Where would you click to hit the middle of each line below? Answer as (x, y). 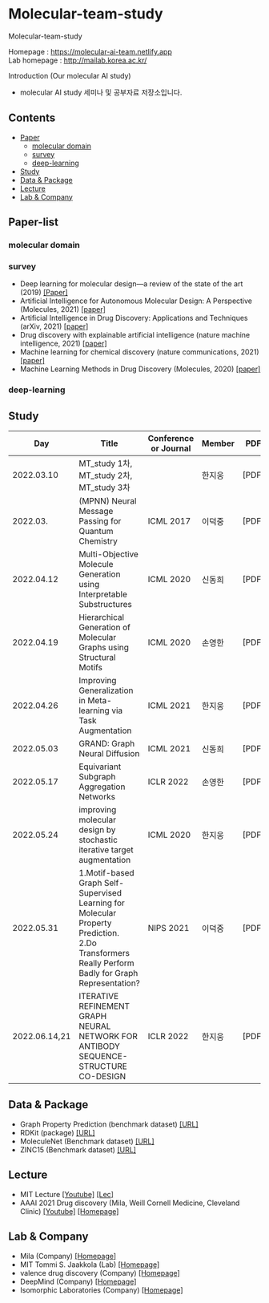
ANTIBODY (99, 1046)
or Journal (171, 448)
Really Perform (106, 963)
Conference (171, 439)
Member (218, 443)
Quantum (96, 532)
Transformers (104, 953)
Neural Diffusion (109, 754)
